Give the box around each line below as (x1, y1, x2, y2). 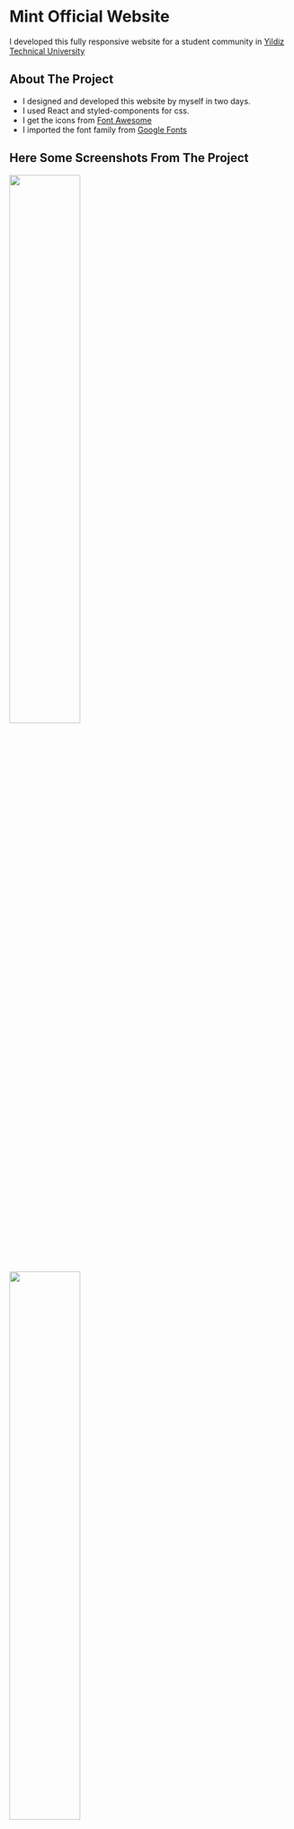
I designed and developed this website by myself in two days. (22, 95, 251, 106)
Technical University (9, 45, 85, 56)
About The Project (9, 72, 114, 87)
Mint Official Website (9, 6, 170, 27)
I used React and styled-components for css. (22, 105, 190, 116)
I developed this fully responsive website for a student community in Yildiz (9, 36, 285, 47)
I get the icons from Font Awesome (22, 114, 153, 125)
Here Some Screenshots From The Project (9, 150, 249, 166)
